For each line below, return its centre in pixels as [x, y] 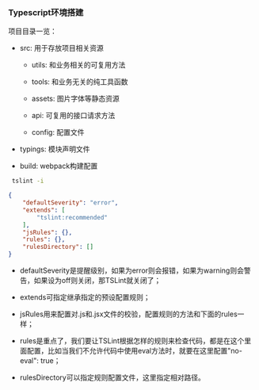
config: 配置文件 [58, 132]
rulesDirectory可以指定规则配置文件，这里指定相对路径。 [112, 377]
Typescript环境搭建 [46, 12]
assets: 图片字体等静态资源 [76, 99]
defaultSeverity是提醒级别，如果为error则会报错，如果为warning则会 [131, 270]
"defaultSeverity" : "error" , [70, 203]
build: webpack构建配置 [59, 166]
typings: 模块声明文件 [55, 149]
